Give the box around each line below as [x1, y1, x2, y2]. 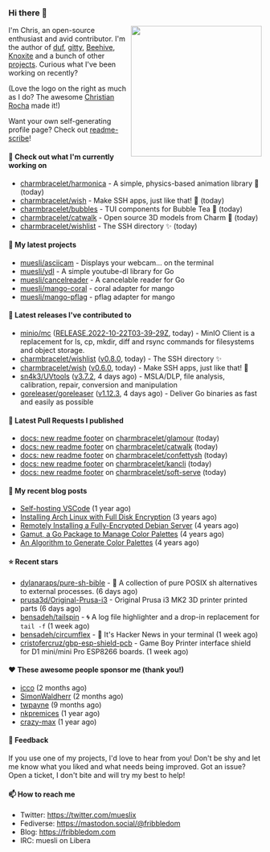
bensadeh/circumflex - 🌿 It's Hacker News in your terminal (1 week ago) [19, 629, 259, 639]
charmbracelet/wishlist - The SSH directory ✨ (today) [19, 221, 198, 231]
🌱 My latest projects [8, 240, 76, 250]
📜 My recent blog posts [8, 485, 88, 495]
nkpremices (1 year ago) [19, 708, 100, 718]
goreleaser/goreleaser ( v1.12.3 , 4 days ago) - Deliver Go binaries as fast [19, 388, 257, 398]
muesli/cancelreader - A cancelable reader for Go [19, 275, 185, 285]
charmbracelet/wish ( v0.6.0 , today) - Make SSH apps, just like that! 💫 [19, 363, 249, 372]
